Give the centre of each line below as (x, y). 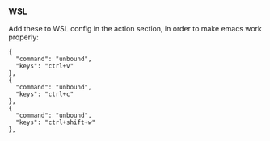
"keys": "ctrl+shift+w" (55, 122)
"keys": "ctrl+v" (45, 66)
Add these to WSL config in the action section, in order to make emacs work (135, 29)
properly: (23, 37)
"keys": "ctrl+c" (45, 94)
